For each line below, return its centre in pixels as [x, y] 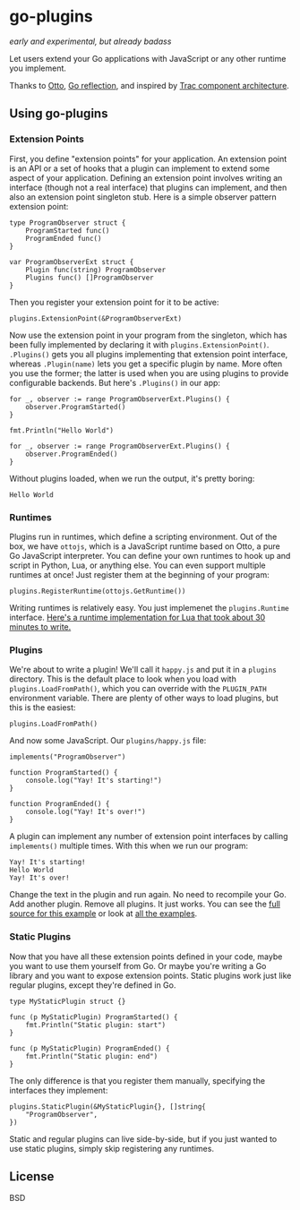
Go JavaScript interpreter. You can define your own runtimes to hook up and [150, 555]
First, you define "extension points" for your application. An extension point [148, 159]
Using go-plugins [59, 114]
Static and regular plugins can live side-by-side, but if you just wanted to [143, 1138]
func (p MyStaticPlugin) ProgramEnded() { [90, 1048]
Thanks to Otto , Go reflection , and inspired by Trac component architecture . [149, 85]
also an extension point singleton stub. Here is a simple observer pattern [143, 197]
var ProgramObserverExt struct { [72, 262]
